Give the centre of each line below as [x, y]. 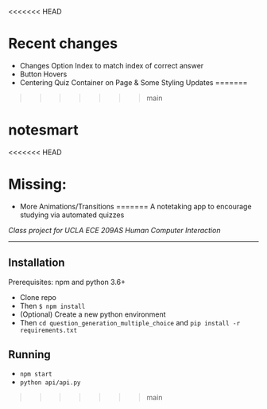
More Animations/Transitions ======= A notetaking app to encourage [135, 206]
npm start [36, 374]
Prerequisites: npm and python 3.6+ [67, 282]
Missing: [38, 184]
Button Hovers [43, 74]
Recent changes [63, 44]
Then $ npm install [52, 306]
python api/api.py [50, 383]
